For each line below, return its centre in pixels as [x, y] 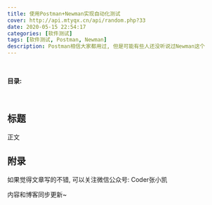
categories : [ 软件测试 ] [40, 33]
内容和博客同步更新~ [37, 194]
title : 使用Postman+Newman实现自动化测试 [64, 14]
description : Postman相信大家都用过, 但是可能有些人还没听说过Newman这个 [106, 46]
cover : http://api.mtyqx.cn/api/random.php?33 [77, 20]
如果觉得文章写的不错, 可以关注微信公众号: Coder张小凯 [87, 179]
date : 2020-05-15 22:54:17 [47, 27]
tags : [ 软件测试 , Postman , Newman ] [57, 40]
